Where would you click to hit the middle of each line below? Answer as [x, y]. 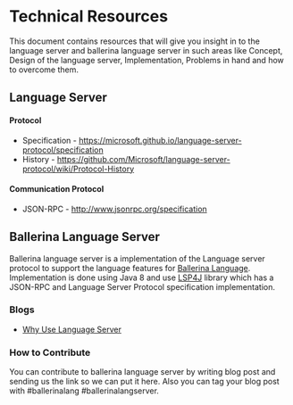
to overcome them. [44, 70]
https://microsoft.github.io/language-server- [161, 140]
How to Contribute [50, 352]
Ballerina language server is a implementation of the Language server [137, 258]
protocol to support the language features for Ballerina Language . [130, 268]
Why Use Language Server [72, 329]
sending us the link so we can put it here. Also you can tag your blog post [144, 382]
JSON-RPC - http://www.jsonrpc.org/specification [114, 209]
